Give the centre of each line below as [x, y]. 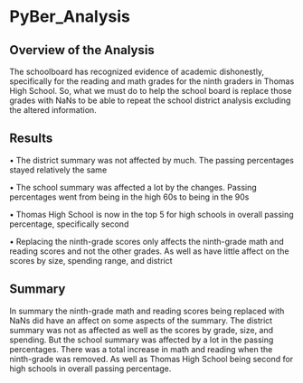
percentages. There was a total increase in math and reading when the [141, 349]
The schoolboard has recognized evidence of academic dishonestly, [137, 71]
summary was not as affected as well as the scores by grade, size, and [142, 330]
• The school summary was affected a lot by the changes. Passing [133, 187]
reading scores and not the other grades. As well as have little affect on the [149, 251]
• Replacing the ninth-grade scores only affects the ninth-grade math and [147, 241]
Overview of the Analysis [82, 50]
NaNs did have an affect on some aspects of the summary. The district [141, 320]
